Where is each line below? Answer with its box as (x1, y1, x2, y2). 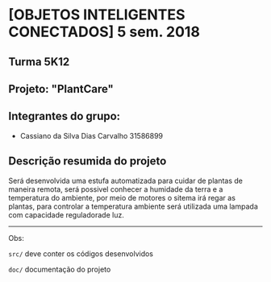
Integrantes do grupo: (8, 110, 121, 123)
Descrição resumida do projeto (8, 155, 167, 168)
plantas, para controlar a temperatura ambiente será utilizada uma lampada (8, 201, 258, 211)
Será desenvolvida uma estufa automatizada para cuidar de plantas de (8, 176, 244, 185)
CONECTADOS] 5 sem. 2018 (8, 23, 200, 41)
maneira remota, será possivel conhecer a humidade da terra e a (8, 184, 223, 194)
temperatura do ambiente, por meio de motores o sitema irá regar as (8, 193, 236, 202)
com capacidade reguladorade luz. (8, 209, 125, 219)
